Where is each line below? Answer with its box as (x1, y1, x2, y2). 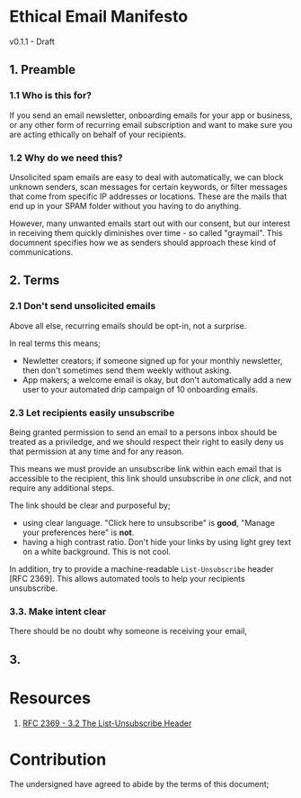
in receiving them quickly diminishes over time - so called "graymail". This (9, 227, 283, 238)
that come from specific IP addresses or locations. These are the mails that (9, 191, 288, 202)
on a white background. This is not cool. (22, 546, 172, 557)
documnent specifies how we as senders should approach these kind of (9, 237, 277, 248)
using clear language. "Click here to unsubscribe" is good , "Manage (22, 517, 276, 528)
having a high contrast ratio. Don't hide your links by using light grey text (22, 536, 292, 547)
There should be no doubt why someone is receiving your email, (9, 626, 247, 637)
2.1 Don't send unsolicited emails (9, 300, 156, 313)
